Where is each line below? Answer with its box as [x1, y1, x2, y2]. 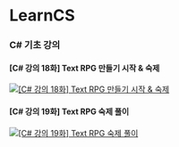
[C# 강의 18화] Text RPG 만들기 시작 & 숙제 [9, 62, 160, 73]
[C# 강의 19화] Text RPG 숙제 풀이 [9, 106, 130, 117]
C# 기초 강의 [9, 39, 61, 52]
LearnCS [9, 5, 76, 26]
